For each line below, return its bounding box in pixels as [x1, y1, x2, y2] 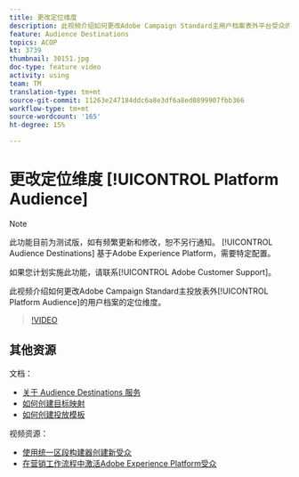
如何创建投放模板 [21, 408, 85, 419]
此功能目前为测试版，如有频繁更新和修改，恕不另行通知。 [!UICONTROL [9, 237, 273, 247]
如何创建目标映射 [21, 398, 85, 408]
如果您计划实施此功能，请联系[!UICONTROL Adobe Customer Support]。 [9, 266, 277, 277]
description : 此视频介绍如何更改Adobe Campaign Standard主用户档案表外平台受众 [9, 21, 286, 30]
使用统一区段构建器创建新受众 [21, 447, 132, 457]
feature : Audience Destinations [9, 29, 129, 38]
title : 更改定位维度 [9, 12, 77, 22]
